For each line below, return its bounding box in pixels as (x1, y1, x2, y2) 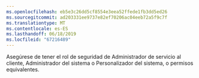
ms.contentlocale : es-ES (6, 25, 68, 32)
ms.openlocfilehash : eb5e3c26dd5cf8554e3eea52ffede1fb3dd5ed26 (6, 8, 168, 15)
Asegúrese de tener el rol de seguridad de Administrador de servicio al (6, 53, 182, 60)
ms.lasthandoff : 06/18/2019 (6, 31, 77, 37)
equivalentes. (6, 66, 40, 73)
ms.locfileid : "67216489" (6, 37, 71, 43)
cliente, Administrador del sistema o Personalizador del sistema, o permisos (6, 59, 194, 67)
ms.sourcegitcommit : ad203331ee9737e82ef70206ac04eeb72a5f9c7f (6, 14, 168, 20)
